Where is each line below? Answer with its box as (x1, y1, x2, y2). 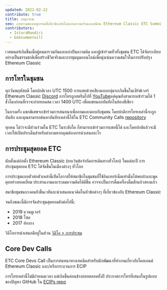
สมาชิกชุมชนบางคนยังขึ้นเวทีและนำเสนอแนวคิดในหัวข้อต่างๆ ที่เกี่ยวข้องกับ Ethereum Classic (5, 189, 162, 194)
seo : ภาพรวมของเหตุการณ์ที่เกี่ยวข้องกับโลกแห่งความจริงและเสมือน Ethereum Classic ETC (5, 21, 148, 26)
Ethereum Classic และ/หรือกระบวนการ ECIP (5, 263, 87, 269)
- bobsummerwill (9, 35, 43, 40)
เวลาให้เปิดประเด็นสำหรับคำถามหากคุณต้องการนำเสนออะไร (5, 130, 101, 136)
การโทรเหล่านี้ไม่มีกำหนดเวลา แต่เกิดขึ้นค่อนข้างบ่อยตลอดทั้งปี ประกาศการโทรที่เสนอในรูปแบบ (5, 273, 158, 279)
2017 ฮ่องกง (12, 220, 34, 226)
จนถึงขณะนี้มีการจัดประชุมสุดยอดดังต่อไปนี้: (5, 198, 76, 204)
